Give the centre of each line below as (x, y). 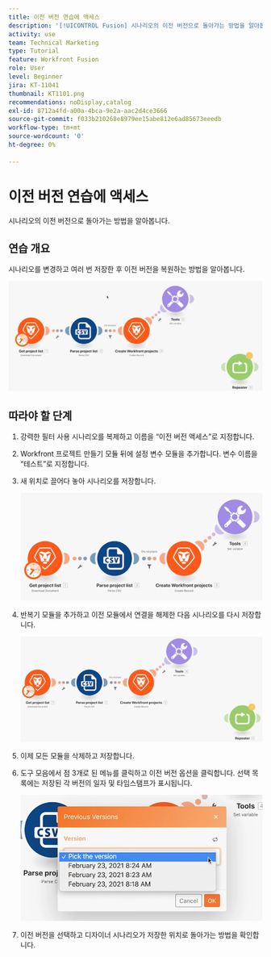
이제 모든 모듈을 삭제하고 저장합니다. (77, 755)
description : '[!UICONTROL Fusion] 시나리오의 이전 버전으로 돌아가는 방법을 (127, 25)
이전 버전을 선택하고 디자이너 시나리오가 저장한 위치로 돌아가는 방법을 (129, 935)
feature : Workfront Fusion (54, 60)
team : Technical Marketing (54, 43)
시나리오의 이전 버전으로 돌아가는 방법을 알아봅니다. (89, 220)
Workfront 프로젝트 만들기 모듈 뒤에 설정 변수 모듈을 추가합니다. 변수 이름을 (139, 453)
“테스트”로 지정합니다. (55, 463)
